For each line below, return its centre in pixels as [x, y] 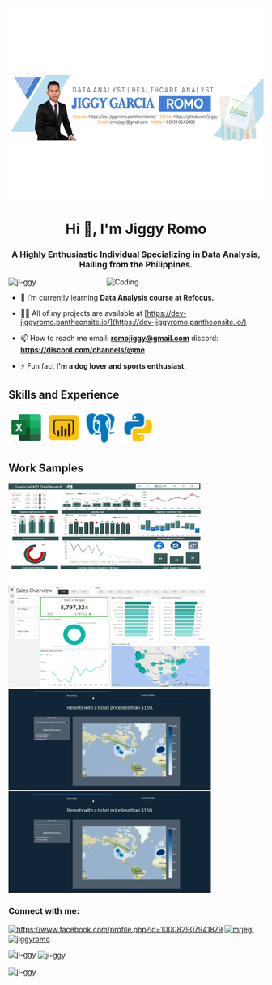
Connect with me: [44, 911]
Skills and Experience [64, 394]
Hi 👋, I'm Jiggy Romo [136, 229]
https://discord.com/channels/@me [83, 350]
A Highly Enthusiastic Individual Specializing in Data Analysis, [136, 254]
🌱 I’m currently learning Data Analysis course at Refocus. [117, 298]
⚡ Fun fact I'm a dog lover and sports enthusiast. [103, 366]
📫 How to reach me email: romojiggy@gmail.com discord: [119, 339]
